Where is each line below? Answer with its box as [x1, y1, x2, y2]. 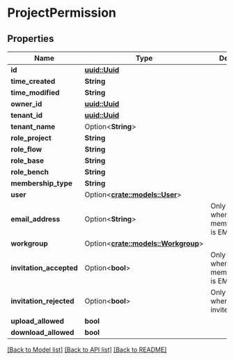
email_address [10, 214, 61, 224]
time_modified [10, 88, 60, 97]
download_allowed [10, 328, 75, 337]
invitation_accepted [10, 263, 78, 273]
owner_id [10, 99, 42, 109]
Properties [7, 33, 54, 45]
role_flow [10, 144, 42, 154]
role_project [10, 133, 52, 142]
